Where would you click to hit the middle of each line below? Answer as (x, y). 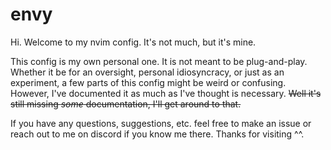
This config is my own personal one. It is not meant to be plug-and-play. (159, 61)
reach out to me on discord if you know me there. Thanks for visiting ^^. (157, 134)
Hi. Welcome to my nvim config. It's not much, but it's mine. (133, 42)
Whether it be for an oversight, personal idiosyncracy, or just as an (147, 72)
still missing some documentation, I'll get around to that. (126, 104)
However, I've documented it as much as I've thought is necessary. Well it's (166, 93)
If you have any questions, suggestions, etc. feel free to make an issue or (161, 123)
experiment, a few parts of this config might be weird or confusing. (148, 82)
